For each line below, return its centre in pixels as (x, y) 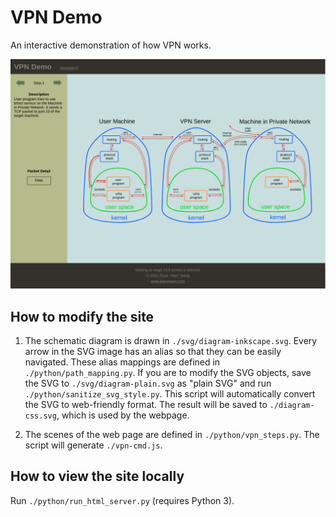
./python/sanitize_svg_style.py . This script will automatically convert (170, 393)
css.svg (40, 416)
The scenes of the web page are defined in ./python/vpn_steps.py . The (172, 434)
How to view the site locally (97, 476)
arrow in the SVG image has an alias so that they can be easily (153, 351)
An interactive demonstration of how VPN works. (111, 45)
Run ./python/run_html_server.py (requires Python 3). (122, 500)
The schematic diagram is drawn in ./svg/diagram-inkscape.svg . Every (171, 340)
